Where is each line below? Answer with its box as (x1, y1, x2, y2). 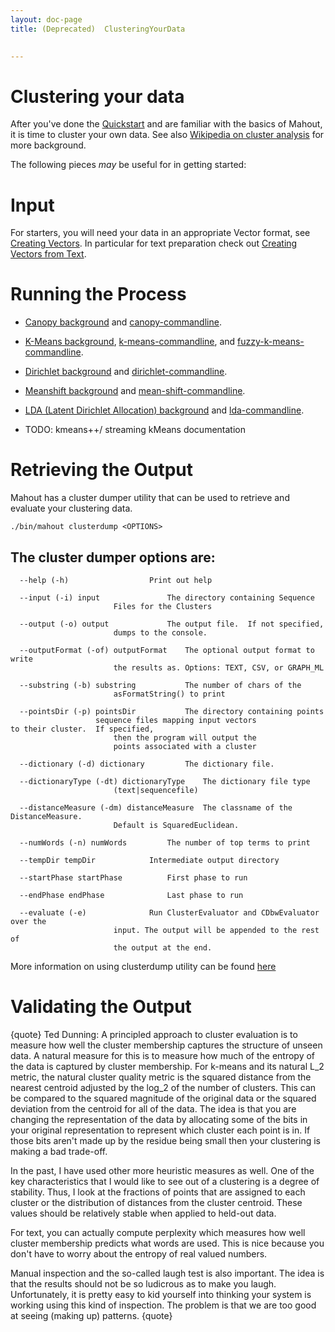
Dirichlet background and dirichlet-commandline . (24, 366, 228, 378)
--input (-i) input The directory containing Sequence (19, 592, 315, 603)
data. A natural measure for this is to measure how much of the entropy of (10, 1049, 316, 1061)
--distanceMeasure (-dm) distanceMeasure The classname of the (19, 802, 293, 813)
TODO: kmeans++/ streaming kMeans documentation (24, 424, 246, 436)
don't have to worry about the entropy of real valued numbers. (10, 1247, 268, 1260)
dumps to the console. (113, 627, 208, 638)
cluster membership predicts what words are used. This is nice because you (10, 1237, 325, 1249)
